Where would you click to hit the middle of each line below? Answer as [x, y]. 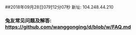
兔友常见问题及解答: [28, 21]
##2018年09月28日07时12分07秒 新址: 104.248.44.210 [59, 7]
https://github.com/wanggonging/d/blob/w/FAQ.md [68, 27]
